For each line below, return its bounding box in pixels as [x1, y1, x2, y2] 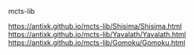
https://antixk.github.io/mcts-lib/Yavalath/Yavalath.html [8, 30, 186, 39]
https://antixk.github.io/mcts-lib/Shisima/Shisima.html [8, 22, 182, 30]
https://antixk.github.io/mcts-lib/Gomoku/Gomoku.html [8, 38, 186, 47]
